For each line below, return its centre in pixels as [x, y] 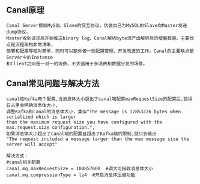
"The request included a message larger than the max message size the [98, 139]
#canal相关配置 [23, 162]
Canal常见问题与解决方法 [53, 84]
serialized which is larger [41, 117]
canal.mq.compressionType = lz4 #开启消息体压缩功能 [71, 175]
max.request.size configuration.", [51, 127]
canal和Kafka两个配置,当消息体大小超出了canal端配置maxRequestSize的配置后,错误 [99, 99]
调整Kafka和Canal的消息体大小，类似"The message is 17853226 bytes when [94, 111]
